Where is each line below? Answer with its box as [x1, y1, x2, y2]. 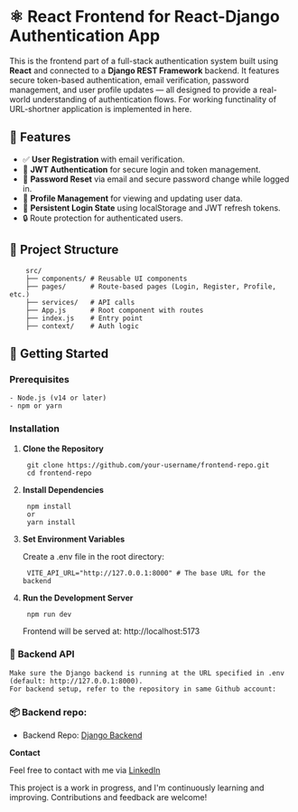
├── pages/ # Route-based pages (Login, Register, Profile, [25, 282, 277, 291]
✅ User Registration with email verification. [22, 154, 185, 165]
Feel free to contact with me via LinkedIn [9, 765, 161, 776]
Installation [9, 422, 61, 435]
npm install [26, 502, 72, 511]
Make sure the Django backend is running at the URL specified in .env [9, 668, 284, 677]
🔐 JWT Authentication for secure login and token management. [22, 164, 261, 175]
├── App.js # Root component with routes [25, 306, 204, 315]
